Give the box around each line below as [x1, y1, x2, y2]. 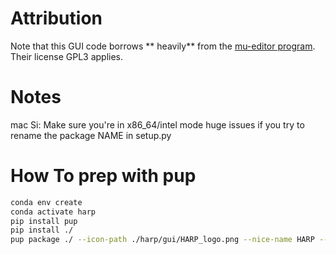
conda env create [10, 197, 83, 207]
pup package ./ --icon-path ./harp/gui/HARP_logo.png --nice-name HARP [10, 235, 315, 245]
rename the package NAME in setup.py [10, 129, 172, 141]
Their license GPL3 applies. [10, 50, 124, 62]
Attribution [10, 7, 103, 30]
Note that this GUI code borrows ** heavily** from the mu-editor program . [10, 40, 316, 52]
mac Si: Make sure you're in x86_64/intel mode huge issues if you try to [10, 118, 305, 131]
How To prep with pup [10, 165, 197, 187]
